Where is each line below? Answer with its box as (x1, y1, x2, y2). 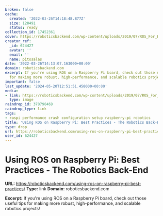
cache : (5, 12, 18, 17)
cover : (5, 34, 18, 39)
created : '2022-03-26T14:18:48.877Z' (9, 16, 86, 21)
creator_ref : (5, 39, 32, 44)
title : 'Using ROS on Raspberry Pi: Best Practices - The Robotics (5, 120, 145, 125)
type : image (9, 98, 34, 102)
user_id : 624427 (5, 133, 38, 138)
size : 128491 (9, 20, 36, 26)
